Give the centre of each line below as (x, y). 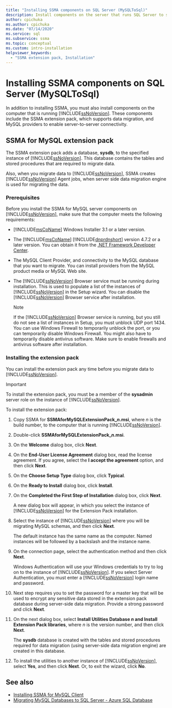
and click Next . (29, 609)
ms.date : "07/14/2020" (30, 29)
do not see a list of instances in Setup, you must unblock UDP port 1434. (89, 323)
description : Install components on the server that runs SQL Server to (85, 15)
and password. (29, 583)
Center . (21, 250)
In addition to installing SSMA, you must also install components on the (80, 108)
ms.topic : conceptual (29, 44)
